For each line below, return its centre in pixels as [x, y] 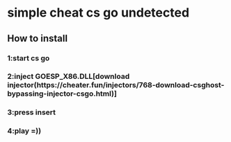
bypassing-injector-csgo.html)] [62, 94]
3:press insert [32, 112]
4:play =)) [24, 131]
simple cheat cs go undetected [98, 13]
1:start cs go [29, 58]
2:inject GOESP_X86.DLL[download [69, 76]
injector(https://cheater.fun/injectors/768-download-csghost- [116, 85]
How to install [38, 38]
